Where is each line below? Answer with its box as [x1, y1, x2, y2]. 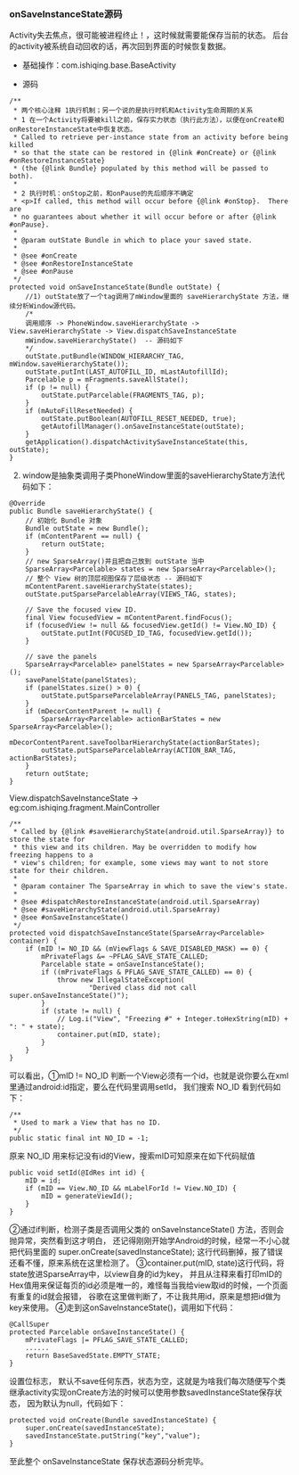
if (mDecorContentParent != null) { [25, 707, 162, 716]
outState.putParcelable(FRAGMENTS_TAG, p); [41, 391, 205, 400]
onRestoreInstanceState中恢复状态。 [9, 125, 137, 135]
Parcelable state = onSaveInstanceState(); [41, 960, 205, 969]
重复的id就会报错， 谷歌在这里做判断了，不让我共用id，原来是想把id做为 [16, 1291, 281, 1302]
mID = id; [25, 1176, 62, 1185]
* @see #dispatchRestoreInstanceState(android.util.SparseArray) [12, 898, 261, 907]
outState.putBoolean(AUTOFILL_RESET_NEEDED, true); [41, 415, 238, 424]
